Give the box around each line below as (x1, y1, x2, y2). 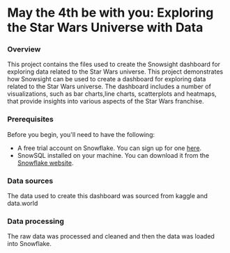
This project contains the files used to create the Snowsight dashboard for (7, 60, 221, 69)
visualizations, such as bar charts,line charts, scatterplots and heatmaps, (7, 90, 217, 98)
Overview (7, 44, 41, 54)
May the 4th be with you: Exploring (7, 5, 214, 21)
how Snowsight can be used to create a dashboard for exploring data (7, 75, 206, 83)
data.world (7, 199, 38, 208)
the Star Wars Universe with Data (7, 19, 204, 35)
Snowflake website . (17, 158, 74, 167)
